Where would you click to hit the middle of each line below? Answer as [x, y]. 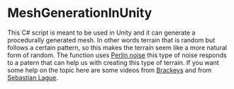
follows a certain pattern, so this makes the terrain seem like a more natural [117, 47]
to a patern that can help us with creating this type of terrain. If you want [113, 62]
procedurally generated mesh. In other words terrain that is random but [111, 40]
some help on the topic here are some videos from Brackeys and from [110, 70]
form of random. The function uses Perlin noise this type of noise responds [117, 55]
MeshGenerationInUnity [80, 13]
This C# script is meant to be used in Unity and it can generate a [101, 32]
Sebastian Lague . [33, 77]
